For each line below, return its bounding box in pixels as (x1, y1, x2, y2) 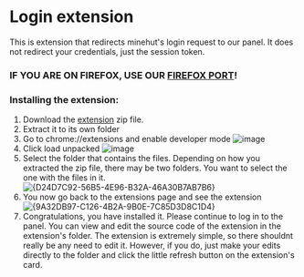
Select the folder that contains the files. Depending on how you (22, 153, 261, 164)
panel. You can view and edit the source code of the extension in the (22, 221, 281, 231)
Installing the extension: (9, 93, 120, 106)
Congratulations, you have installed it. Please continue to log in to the (22, 211, 284, 222)
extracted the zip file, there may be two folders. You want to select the (22, 162, 288, 174)
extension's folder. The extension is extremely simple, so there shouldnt (22, 231, 294, 241)
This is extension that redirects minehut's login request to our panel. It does (9, 36, 294, 47)
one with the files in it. (22, 172, 107, 183)
